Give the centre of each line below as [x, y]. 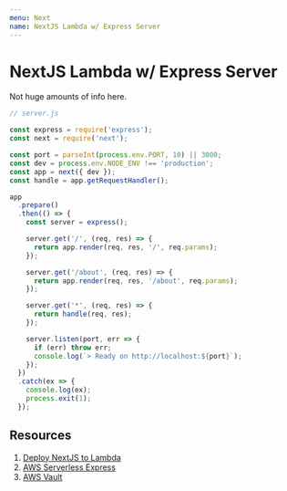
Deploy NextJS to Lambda [72, 457]
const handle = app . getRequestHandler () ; [89, 180]
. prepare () [38, 205]
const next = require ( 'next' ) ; [69, 139]
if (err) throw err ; [72, 348]
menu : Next [30, 18]
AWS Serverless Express [69, 467]
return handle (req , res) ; [82, 314]
